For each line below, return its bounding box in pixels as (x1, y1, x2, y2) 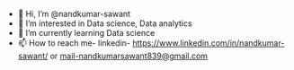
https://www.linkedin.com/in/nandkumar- (131, 38, 285, 48)
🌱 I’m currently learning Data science (17, 28, 156, 38)
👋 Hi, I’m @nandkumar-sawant (17, 9, 131, 19)
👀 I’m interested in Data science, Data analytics (17, 18, 192, 29)
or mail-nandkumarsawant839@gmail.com (49, 50, 209, 61)
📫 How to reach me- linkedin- (17, 38, 131, 48)
